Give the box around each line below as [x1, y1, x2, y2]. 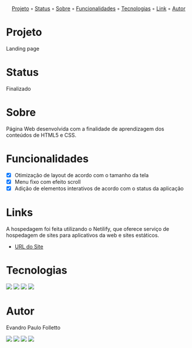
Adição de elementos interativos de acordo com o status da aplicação [14, 185, 184, 192]
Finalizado [6, 85, 31, 92]
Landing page [6, 45, 40, 52]
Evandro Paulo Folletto [6, 324, 60, 331]
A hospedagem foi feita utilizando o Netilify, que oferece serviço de [6, 225, 169, 232]
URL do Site [14, 243, 43, 250]
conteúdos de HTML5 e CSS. [6, 131, 77, 138]
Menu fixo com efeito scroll [14, 178, 81, 185]
